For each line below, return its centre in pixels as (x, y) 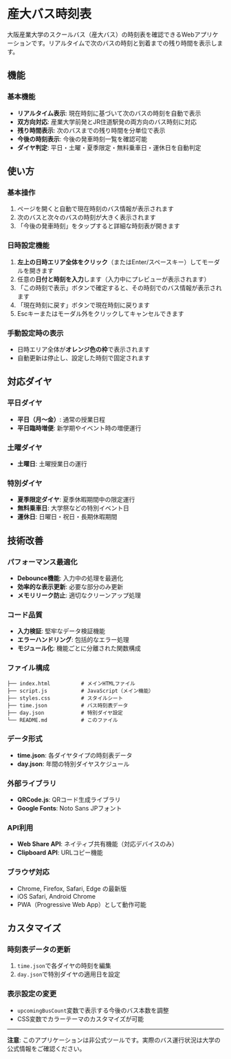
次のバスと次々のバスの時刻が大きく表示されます (86, 217)
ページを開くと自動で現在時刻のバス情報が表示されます (95, 209)
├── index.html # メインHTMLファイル (71, 684)
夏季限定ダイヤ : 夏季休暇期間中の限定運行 (76, 500)
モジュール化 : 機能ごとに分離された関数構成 (79, 648)
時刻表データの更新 (39, 949)
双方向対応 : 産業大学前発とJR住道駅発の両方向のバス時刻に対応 (107, 122)
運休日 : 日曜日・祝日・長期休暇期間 (67, 517)
